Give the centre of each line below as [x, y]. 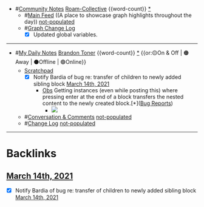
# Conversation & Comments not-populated [78, 117]
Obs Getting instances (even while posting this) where [110, 90]
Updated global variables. [66, 35]
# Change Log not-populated [60, 123]
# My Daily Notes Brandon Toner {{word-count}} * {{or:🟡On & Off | [98, 53]
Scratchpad [39, 71]
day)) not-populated [49, 22]
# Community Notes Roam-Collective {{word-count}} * [83, 9]
